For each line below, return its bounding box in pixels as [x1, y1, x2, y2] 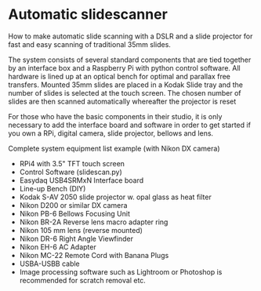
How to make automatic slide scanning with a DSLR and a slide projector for [8, 31, 253, 41]
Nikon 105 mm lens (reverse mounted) [19, 225, 143, 235]
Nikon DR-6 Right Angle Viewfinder [19, 234, 133, 243]
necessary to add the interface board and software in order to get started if [8, 120, 251, 129]
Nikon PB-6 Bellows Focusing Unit [19, 209, 131, 218]
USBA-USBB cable [19, 259, 80, 268]
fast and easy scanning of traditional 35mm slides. [8, 39, 171, 49]
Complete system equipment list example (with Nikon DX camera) [8, 144, 220, 153]
